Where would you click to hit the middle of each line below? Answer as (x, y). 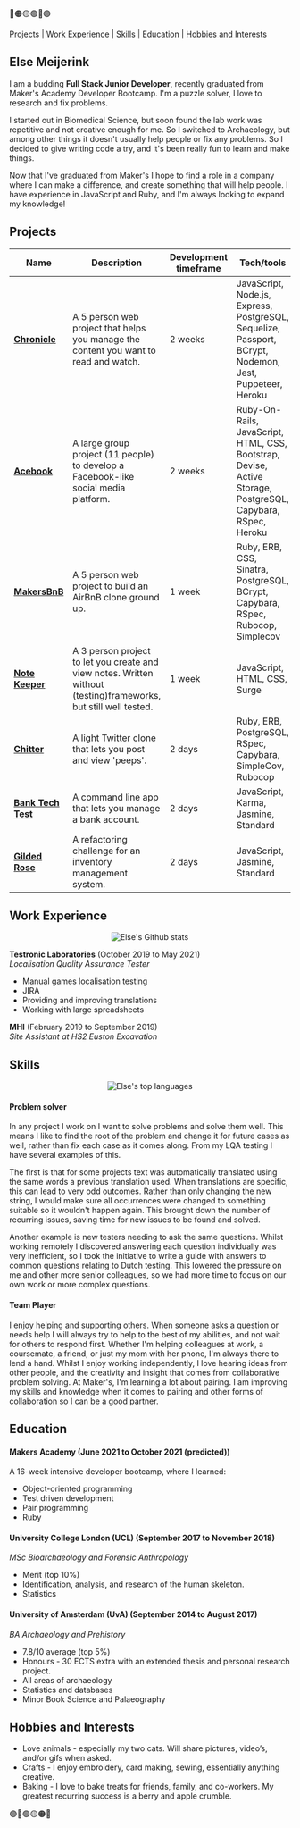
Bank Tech (37, 802)
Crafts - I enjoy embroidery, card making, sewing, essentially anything (151, 1767)
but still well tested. (113, 707)
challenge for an (107, 851)
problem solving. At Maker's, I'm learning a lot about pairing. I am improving (149, 1382)
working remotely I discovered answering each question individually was (143, 1246)
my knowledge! (37, 204)
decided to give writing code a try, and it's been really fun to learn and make (150, 148)
